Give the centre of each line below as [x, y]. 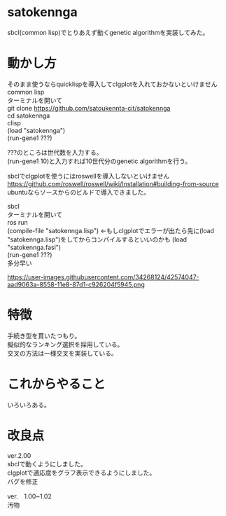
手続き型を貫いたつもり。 [44, 335]
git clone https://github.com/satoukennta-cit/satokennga [89, 108]
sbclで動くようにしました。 [47, 463]
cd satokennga [29, 116]
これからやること [57, 384]
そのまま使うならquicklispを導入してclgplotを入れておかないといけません [112, 84]
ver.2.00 [19, 455]
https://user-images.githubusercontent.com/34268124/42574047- [103, 277]
